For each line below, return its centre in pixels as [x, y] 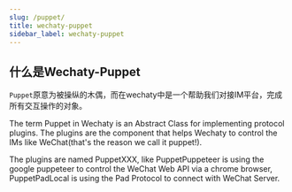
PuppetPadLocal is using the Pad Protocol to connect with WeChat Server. [145, 179]
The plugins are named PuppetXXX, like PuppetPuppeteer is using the [137, 159]
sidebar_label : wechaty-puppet [67, 34]
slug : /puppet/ [37, 17]
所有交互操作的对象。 [48, 106]
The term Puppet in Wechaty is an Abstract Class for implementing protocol [147, 124]
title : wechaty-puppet [51, 26]
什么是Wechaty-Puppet [75, 72]
